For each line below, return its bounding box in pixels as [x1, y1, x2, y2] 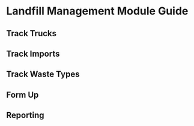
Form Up [6, 89, 39, 100]
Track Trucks [6, 28, 57, 39]
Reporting [6, 110, 44, 121]
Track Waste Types [6, 69, 80, 80]
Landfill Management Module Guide [6, 4, 189, 18]
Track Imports [6, 48, 60, 58]
